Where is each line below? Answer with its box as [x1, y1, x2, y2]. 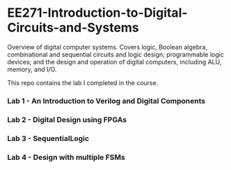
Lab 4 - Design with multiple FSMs [7, 152, 125, 162]
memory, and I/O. [7, 65, 57, 73]
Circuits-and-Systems [7, 20, 139, 36]
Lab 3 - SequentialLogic [7, 133, 89, 143]
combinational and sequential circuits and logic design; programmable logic [7, 50, 224, 59]
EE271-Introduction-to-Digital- [7, 5, 188, 21]
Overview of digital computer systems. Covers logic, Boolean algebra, [7, 43, 207, 51]
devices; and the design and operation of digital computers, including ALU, [7, 57, 222, 66]
